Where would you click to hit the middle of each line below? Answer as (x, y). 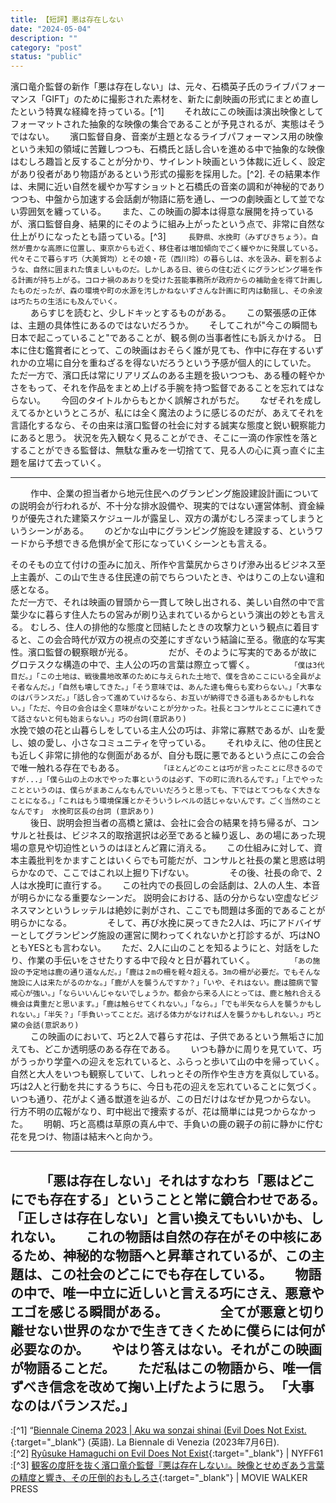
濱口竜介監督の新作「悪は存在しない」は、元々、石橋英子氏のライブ (150, 87)
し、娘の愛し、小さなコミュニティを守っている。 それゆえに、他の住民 (162, 743)
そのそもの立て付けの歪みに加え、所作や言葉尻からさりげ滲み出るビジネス (163, 565)
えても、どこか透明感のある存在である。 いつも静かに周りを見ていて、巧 (166, 1049)
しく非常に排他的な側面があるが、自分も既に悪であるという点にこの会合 (176, 755)
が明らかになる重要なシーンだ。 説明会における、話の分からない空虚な (156, 898)
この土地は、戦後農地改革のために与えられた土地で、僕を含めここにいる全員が (177, 677)
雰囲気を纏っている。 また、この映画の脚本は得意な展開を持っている (166, 212)
